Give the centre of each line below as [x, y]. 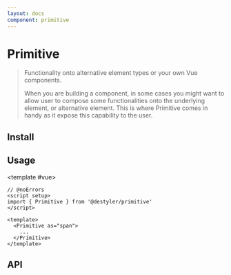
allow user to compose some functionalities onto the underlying [114, 101]
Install [21, 137]
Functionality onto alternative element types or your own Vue [111, 73]
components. [43, 80]
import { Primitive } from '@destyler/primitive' [80, 201]
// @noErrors [26, 190]
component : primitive [38, 20]
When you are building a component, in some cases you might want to [124, 93]
